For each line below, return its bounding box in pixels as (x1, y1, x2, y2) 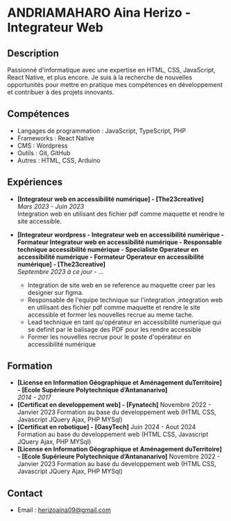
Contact (7, 487, 43, 499)
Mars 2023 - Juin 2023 (17, 202, 85, 210)
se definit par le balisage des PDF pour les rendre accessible (27, 325, 202, 333)
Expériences (7, 176, 63, 189)
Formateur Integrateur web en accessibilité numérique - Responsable (17, 238, 222, 246)
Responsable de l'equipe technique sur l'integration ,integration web (27, 296, 223, 304)
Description (7, 47, 59, 59)
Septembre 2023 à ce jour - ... (17, 267, 104, 275)
